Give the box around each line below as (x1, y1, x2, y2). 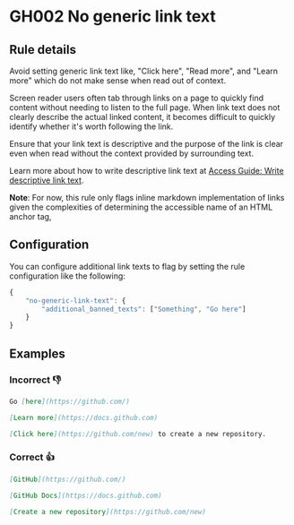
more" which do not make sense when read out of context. (9, 75, 227, 86)
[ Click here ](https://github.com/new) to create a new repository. (9, 429, 267, 438)
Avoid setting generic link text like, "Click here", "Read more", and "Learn (9, 65, 279, 76)
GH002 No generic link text (9, 6, 217, 27)
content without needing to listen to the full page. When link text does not (9, 102, 281, 113)
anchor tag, (9, 211, 52, 221)
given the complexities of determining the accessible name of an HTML (9, 202, 273, 212)
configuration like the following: (9, 271, 125, 281)
